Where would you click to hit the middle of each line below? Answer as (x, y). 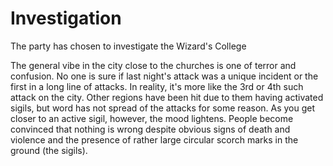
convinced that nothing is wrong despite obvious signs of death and (150, 129)
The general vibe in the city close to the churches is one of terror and (153, 65)
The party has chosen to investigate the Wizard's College (128, 46)
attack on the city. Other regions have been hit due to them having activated (167, 97)
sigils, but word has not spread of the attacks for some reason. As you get (163, 108)
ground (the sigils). (49, 150)
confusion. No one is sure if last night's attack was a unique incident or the (164, 76)
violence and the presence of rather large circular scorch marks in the (154, 139)
